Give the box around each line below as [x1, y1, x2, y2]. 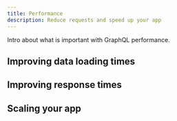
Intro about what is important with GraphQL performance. [7, 35, 170, 44]
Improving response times [7, 79, 122, 91]
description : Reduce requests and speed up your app [7, 17, 162, 24]
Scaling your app [7, 102, 81, 114]
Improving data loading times [7, 55, 136, 67]
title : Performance [7, 10, 63, 17]
